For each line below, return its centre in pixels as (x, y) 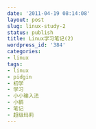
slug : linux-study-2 (37, 26)
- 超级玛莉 (21, 115)
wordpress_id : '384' (37, 45)
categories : (24, 52)
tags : (15, 64)
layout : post (26, 20)
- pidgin (20, 77)
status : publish (30, 32)
